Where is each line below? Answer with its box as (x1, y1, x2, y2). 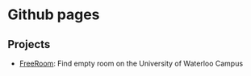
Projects (7, 38, 51, 51)
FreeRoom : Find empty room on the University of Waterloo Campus (19, 58, 244, 68)
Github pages (7, 6, 100, 24)
